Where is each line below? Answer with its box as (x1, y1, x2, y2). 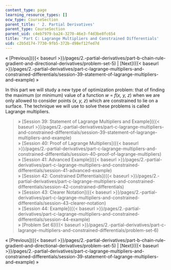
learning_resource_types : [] (5, 12, 68, 17)
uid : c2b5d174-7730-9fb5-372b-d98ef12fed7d (5, 41, 100, 46)
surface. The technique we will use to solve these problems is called (5, 103, 149, 109)
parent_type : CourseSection (5, 27, 66, 32)
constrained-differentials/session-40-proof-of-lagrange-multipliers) (17, 151, 162, 157)
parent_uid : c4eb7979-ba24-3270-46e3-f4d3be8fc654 (5, 31, 116, 36)
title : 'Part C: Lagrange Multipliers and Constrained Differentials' (5, 36, 159, 41)
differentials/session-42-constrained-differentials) (17, 183, 124, 190)
